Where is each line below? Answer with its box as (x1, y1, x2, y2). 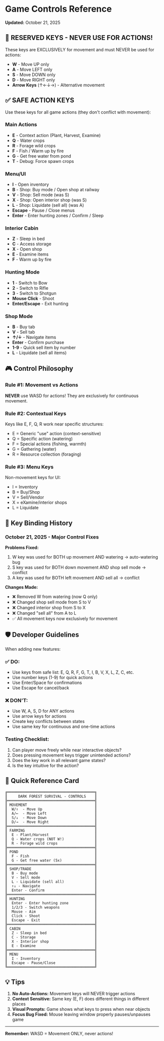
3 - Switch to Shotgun (12, 290, 57, 296)
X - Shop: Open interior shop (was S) (12, 197, 87, 203)
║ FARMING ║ (5, 828, 97, 833)
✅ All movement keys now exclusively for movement (12, 616, 118, 621)
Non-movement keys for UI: (5, 475, 61, 480)
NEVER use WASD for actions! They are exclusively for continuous (5, 393, 139, 399)
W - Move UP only (12, 61, 50, 67)
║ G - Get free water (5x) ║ (5, 858, 97, 863)
